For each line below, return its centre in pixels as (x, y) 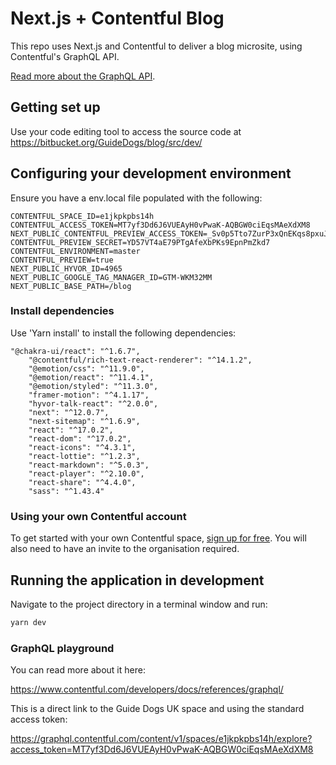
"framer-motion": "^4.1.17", (89, 395)
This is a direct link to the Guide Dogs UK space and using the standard (157, 709)
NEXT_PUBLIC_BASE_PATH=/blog (71, 286)
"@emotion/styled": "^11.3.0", (93, 386)
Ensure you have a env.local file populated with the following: (136, 198)
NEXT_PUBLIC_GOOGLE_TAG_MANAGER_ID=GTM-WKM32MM (111, 277)
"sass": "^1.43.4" (66, 491)
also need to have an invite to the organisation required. (125, 549)
